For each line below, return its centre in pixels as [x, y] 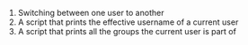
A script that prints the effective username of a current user [128, 22]
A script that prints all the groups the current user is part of [127, 31]
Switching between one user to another [91, 13]
